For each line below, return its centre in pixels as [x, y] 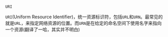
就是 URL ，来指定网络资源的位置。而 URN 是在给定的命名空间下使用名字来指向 [83, 23]
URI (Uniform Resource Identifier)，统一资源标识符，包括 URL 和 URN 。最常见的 [84, 17]
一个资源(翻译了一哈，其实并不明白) [43, 29]
